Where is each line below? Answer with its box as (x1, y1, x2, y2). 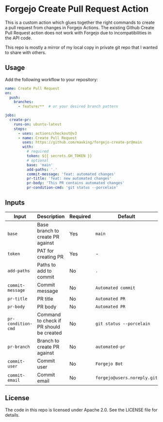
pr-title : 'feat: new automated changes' (26, 176, 112, 181)
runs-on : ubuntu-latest (14, 122, 62, 127)
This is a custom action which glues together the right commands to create (5, 19, 155, 25)
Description (37, 213, 65, 220)
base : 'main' (26, 162, 53, 167)
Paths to (37, 261, 56, 268)
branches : (14, 100, 34, 105)
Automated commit (95, 285, 136, 290)
